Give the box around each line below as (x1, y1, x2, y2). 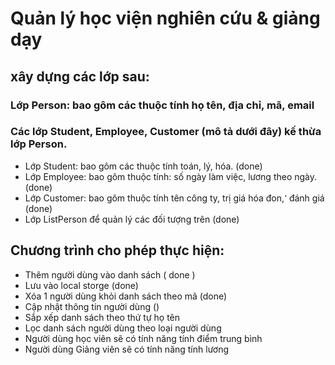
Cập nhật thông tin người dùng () (24, 300, 160, 312)
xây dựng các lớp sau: (10, 68, 150, 85)
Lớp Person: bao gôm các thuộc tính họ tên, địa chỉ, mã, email (10, 98, 315, 112)
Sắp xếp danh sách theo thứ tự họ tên (24, 311, 181, 323)
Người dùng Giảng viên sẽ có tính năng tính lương (24, 343, 230, 355)
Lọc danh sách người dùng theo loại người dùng (24, 322, 222, 334)
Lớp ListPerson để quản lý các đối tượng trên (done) (24, 213, 240, 225)
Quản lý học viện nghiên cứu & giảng (10, 7, 321, 30)
